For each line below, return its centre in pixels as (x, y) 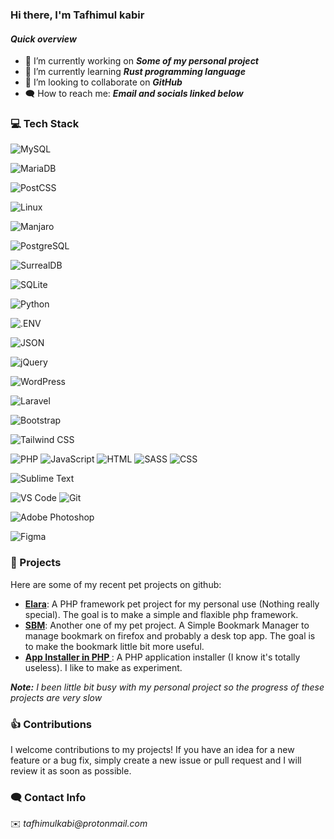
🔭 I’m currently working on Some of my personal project (141, 61)
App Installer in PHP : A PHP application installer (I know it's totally (162, 657)
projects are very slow (56, 697)
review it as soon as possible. (71, 771)
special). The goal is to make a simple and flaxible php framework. (161, 614)
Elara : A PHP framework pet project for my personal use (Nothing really (172, 604)
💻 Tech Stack (45, 124)
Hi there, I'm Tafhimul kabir (77, 15)
